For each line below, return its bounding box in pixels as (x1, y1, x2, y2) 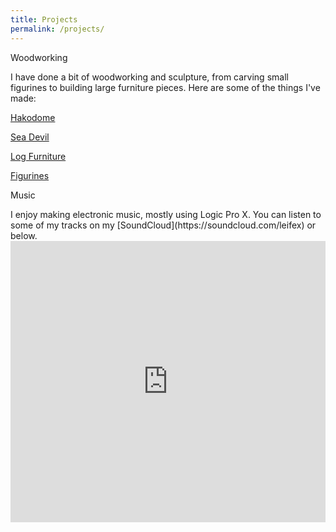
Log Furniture (10, 150, 67, 162)
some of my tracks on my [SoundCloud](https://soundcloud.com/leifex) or (10, 219, 317, 231)
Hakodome (10, 111, 56, 123)
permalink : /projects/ (10, 24, 105, 34)
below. (10, 229, 38, 241)
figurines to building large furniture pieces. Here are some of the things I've (10, 81, 321, 93)
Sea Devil (10, 131, 50, 143)
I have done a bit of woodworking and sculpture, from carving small (10, 71, 289, 83)
